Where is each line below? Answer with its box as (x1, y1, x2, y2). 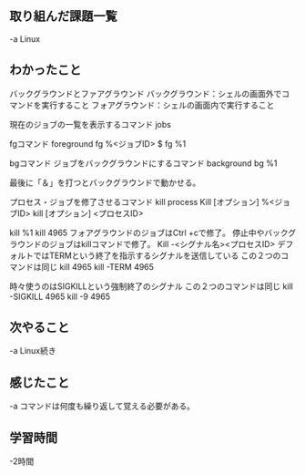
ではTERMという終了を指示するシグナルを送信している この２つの (33, 250, 281, 261)
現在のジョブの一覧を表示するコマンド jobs (9, 119, 171, 129)
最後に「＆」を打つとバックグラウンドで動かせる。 (9, 177, 201, 188)
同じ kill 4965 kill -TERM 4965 (40, 261, 155, 272)
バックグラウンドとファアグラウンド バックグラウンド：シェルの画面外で (9, 88, 282, 98)
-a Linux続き (9, 346, 56, 356)
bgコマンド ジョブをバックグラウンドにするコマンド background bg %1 (9, 158, 278, 169)
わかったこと (9, 62, 82, 77)
